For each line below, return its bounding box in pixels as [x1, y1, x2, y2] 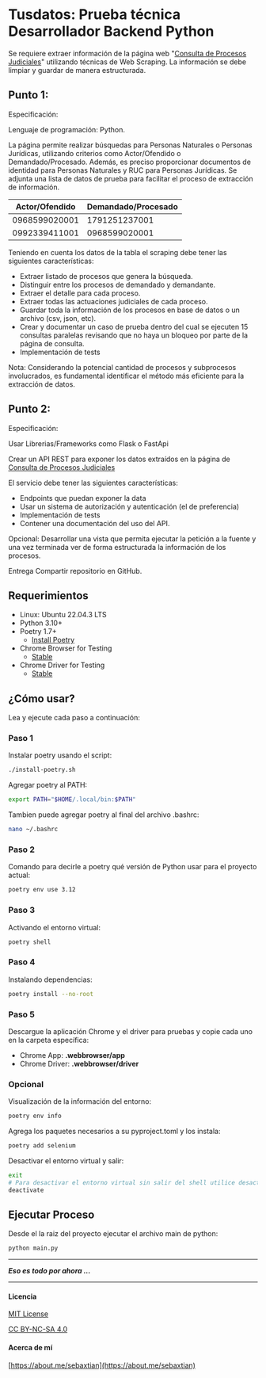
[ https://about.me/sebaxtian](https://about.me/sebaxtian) [8, 1361, 196, 1370]
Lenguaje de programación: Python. [8, 124, 125, 134]
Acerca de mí [8, 1343, 53, 1353]
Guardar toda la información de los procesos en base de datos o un [19, 305, 240, 315]
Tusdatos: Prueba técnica [8, 6, 181, 24]
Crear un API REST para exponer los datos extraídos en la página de [8, 454, 231, 464]
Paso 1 [8, 733, 34, 744]
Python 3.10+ [19, 618, 63, 628]
